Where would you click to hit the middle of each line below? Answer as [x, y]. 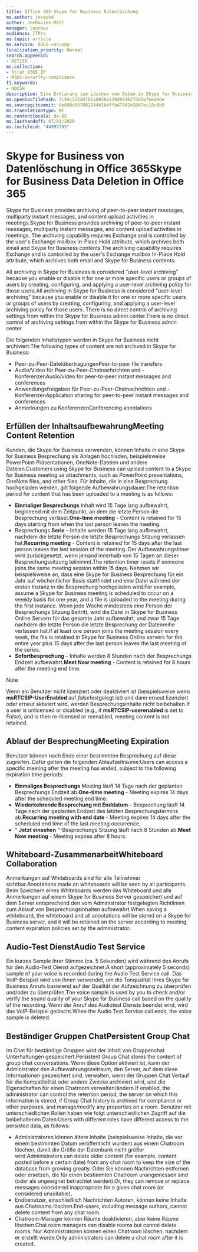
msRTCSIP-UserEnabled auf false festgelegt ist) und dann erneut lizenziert [97, 697]
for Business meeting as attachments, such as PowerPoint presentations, [95, 475]
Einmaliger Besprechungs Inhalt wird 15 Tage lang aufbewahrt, [92, 505]
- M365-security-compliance [41, 77]
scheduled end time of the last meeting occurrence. [77, 823]
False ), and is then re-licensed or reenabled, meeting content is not [88, 716]
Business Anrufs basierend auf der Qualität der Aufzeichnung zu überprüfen [99, 986]
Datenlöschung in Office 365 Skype [94, 169]
